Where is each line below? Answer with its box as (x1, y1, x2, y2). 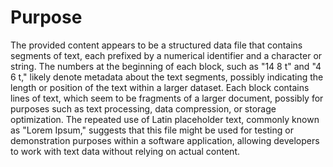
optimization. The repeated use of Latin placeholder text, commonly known (10, 113, 320, 125)
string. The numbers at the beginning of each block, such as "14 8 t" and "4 (10, 60, 322, 72)
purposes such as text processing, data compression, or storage (10, 102, 277, 115)
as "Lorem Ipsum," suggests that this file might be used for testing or (10, 124, 294, 136)
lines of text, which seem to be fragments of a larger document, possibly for (10, 92, 324, 104)
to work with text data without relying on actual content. (10, 145, 241, 157)
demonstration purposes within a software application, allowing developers (10, 134, 320, 146)
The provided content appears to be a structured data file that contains (10, 39, 303, 51)
